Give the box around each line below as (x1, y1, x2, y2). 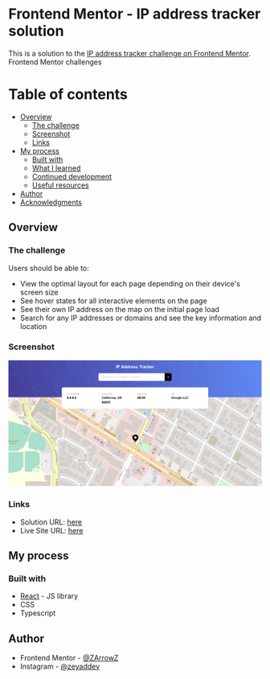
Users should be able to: (8, 263, 90, 273)
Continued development (31, 171, 112, 181)
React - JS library (19, 591, 79, 601)
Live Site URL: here (19, 525, 84, 535)
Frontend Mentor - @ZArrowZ (19, 653, 119, 663)
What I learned (31, 163, 81, 173)
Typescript (19, 608, 56, 618)
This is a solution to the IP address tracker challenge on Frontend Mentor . (8, 48, 252, 58)
